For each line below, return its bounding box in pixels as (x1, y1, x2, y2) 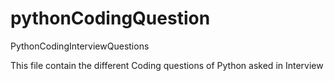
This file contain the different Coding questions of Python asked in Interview (10, 59, 324, 71)
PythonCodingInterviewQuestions (10, 40, 150, 52)
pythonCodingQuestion (10, 7, 211, 30)
